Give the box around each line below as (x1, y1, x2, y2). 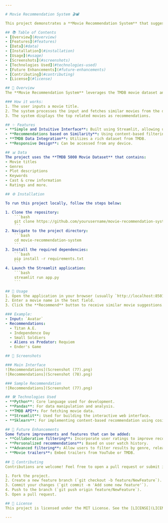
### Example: (5, 312, 32, 317)
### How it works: (5, 99, 43, 104)
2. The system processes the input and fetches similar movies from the (5, 108, 160, 113)
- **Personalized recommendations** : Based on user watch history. (5, 441, 149, 446)
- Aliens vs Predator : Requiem (9, 339, 75, 345)
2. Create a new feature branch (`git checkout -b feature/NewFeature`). (5, 478, 162, 483)
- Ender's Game (9, 344, 41, 350)
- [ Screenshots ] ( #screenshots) (5, 58, 70, 63)
